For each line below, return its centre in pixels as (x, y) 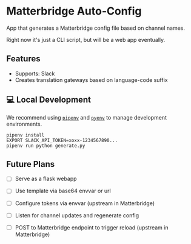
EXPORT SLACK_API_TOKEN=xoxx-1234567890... (62, 140)
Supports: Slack (35, 73)
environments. (24, 124)
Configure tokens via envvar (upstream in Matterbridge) (85, 203)
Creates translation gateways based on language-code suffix (91, 80)
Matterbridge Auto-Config (74, 11)
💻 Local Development (49, 100)
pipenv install (25, 135)
